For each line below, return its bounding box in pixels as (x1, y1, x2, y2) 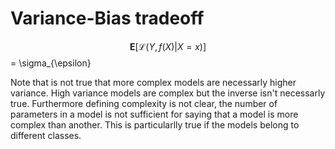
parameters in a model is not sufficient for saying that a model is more (10, 108, 299, 120)
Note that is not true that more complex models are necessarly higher (10, 76, 297, 88)
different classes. (10, 129, 82, 141)
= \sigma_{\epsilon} (10, 57, 92, 69)
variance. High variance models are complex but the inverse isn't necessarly (10, 87, 326, 99)
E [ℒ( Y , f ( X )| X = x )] (129, 40, 207, 52)
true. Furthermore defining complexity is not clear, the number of (10, 97, 278, 109)
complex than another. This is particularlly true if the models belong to (10, 118, 300, 131)
